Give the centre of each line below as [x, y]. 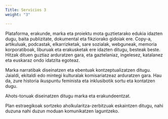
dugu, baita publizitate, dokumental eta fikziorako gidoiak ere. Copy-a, [78, 39]
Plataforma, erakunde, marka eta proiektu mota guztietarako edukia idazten [84, 33]
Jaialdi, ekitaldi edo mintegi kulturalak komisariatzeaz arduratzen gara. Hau [83, 75]
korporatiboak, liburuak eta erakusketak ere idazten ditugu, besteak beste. [83, 49]
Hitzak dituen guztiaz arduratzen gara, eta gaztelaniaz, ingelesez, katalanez [84, 55]
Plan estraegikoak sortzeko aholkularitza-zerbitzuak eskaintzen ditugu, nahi [84, 105]
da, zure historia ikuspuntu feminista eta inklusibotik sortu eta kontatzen [80, 81]
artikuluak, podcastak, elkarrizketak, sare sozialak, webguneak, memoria [81, 44]
